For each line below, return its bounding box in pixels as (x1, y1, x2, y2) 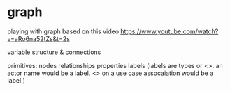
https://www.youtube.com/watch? (120, 27, 219, 35)
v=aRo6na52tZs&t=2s (7, 34, 70, 42)
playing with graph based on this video (7, 27, 120, 35)
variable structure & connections (7, 48, 101, 56)
